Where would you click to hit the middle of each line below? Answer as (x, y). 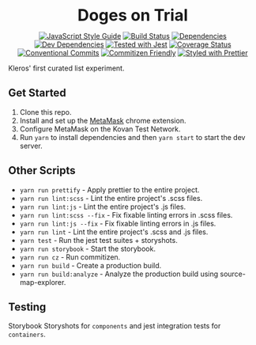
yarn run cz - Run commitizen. (70, 257)
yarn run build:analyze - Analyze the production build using (119, 274)
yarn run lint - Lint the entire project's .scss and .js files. (114, 232)
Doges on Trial (133, 15)
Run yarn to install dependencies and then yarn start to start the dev (132, 137)
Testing (27, 307)
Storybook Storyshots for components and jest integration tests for (115, 326)
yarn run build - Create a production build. (90, 265)
